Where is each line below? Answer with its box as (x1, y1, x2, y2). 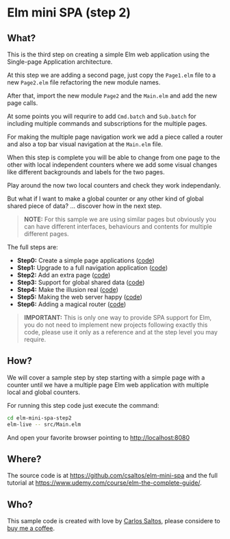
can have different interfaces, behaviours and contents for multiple (23, 222, 213, 231)
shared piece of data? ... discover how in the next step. (7, 202, 162, 210)
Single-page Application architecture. (7, 58, 113, 66)
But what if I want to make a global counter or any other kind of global (7, 194, 204, 203)
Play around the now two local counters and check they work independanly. (7, 181, 221, 190)
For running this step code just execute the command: (7, 401, 159, 409)
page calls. (7, 99, 38, 107)
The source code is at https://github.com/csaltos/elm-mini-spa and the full (7, 472, 218, 480)
